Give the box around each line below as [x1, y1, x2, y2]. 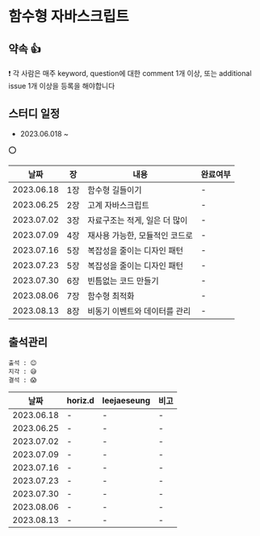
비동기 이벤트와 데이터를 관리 [87, 305, 191, 316]
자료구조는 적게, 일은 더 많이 [87, 215, 188, 226]
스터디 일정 [8, 107, 61, 121]
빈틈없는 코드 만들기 [87, 275, 159, 287]
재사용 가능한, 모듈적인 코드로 [87, 229, 194, 241]
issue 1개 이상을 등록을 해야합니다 [8, 82, 115, 90]
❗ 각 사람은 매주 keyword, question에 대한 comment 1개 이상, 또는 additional [8, 69, 252, 77]
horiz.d [66, 395, 94, 406]
